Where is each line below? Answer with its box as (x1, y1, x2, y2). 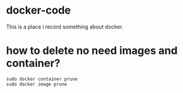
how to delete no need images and (6, 44, 178, 57)
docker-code (6, 4, 71, 17)
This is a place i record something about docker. (6, 23, 123, 30)
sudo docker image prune (6, 81, 67, 87)
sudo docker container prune (6, 76, 78, 82)
